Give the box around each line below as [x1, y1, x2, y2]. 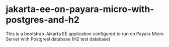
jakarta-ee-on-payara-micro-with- [6, 3, 154, 15]
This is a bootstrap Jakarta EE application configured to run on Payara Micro [6, 30, 164, 36]
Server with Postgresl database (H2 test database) [6, 36, 111, 42]
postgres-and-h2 [6, 14, 79, 25]
